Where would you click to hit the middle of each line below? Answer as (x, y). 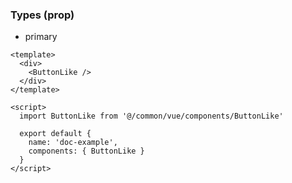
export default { (55, 134)
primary (41, 37)
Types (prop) (42, 15)
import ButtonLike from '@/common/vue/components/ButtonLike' (151, 116)
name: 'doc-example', (73, 143)
